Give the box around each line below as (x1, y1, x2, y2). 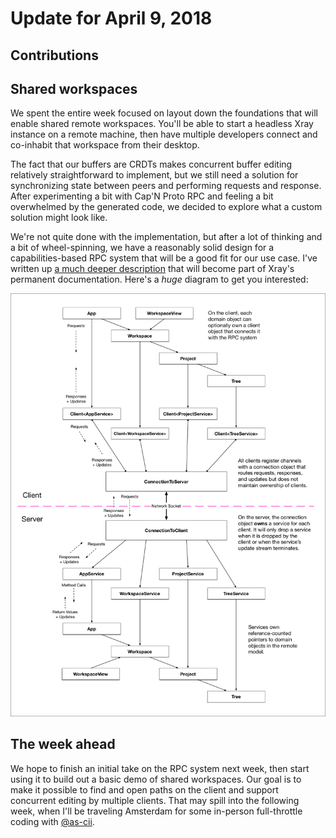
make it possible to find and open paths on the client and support (10, 783, 279, 796)
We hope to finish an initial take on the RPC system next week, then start (10, 762, 310, 774)
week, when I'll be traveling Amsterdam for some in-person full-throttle (10, 805, 303, 817)
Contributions (10, 47, 99, 64)
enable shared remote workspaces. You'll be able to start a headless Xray (10, 118, 314, 130)
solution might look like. (10, 212, 108, 224)
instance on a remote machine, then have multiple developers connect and (10, 128, 318, 141)
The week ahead (10, 736, 116, 753)
